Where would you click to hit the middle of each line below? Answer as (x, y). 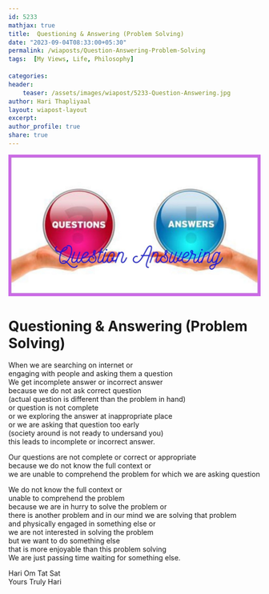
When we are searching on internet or (71, 365)
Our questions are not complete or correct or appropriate (102, 457)
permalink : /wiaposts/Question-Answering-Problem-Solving (107, 51)
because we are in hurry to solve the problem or (88, 507)
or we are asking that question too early (74, 425)
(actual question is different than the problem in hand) (97, 399)
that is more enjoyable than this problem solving (87, 549)
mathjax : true (32, 25)
